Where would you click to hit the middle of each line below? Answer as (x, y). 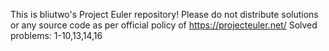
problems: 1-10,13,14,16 (56, 35)
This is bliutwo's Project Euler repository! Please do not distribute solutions (164, 14)
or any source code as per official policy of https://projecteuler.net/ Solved (164, 25)
